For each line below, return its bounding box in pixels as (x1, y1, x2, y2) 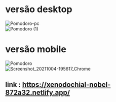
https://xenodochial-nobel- (22, 80, 111, 89)
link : (5, 80, 21, 89)
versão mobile (5, 44, 67, 55)
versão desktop (5, 4, 72, 15)
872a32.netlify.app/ (5, 88, 70, 97)
